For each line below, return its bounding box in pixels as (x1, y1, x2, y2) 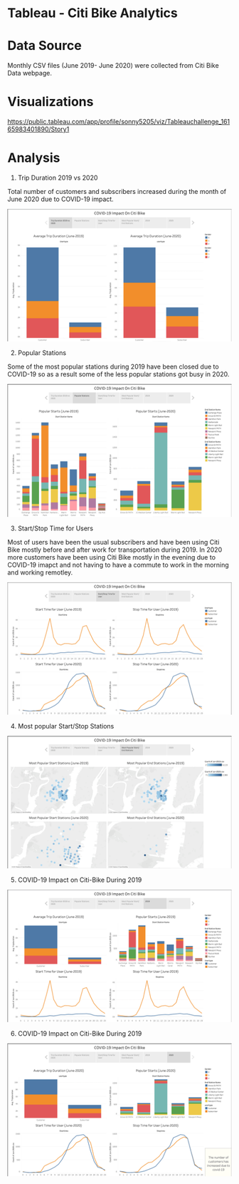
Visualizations (7, 94, 94, 110)
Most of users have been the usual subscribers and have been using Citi (7, 537, 220, 546)
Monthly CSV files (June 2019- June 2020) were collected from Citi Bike (7, 61, 219, 70)
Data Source (7, 38, 82, 54)
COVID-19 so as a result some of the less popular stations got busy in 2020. (7, 370, 230, 379)
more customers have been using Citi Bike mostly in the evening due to (7, 552, 216, 561)
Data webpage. (7, 69, 52, 78)
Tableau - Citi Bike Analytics (7, 5, 178, 21)
